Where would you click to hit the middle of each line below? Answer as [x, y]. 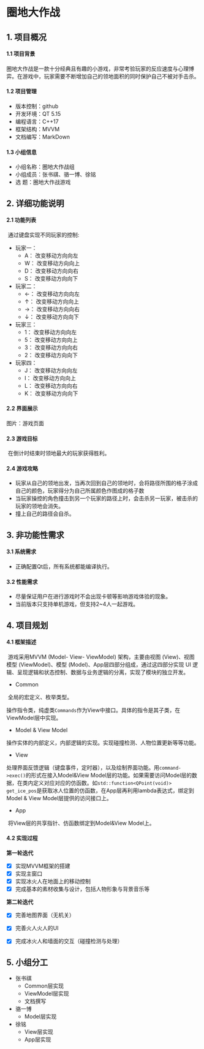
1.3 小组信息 [21, 152]
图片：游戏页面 [25, 423]
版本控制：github [37, 106]
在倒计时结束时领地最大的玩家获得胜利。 [59, 453]
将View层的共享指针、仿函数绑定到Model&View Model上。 [81, 823]
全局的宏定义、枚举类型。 [40, 697]
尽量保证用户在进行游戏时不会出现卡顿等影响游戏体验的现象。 [93, 596]
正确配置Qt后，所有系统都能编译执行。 [64, 566]
